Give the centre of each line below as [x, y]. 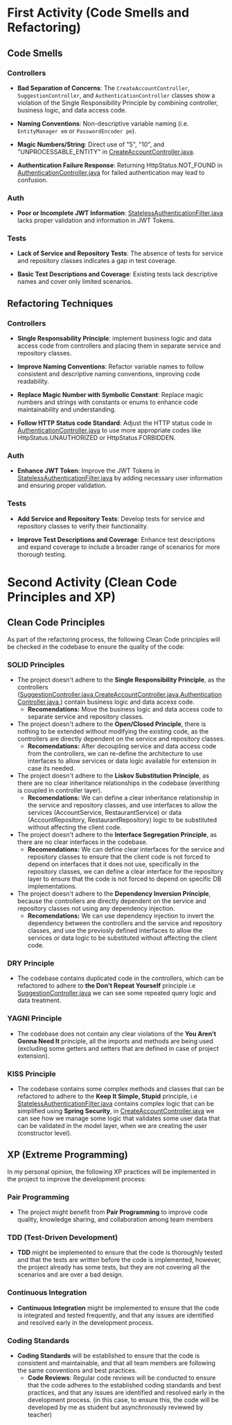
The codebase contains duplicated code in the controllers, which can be [121, 978]
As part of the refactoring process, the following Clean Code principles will [114, 639]
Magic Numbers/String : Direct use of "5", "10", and [91, 144]
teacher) [40, 1415]
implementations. [52, 886]
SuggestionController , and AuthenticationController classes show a [116, 95]
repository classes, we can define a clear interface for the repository [125, 872]
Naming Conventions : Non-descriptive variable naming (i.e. [103, 124]
